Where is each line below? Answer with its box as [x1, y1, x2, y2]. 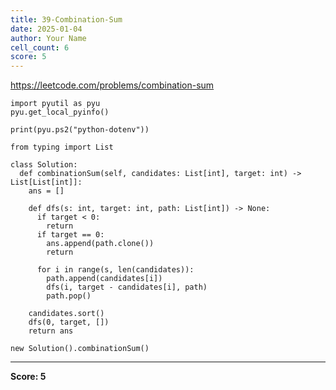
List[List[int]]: [10, 177, 83, 188]
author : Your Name [10, 33, 87, 43]
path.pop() [46, 291, 92, 301]
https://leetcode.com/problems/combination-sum [10, 79, 215, 91]
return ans [28, 326, 74, 336]
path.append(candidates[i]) [46, 274, 163, 284]
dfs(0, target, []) [28, 317, 110, 328]
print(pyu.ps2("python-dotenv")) [10, 125, 150, 135]
